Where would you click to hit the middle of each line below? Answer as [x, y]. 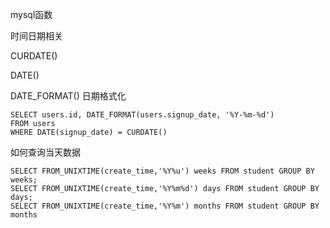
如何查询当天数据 [45, 152]
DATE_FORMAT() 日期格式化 [68, 96]
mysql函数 [31, 14]
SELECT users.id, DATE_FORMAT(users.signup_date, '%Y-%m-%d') [142, 115]
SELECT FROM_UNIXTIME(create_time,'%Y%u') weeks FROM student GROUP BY [162, 171]
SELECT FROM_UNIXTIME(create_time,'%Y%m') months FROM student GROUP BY [165, 206]
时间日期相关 [36, 36]
